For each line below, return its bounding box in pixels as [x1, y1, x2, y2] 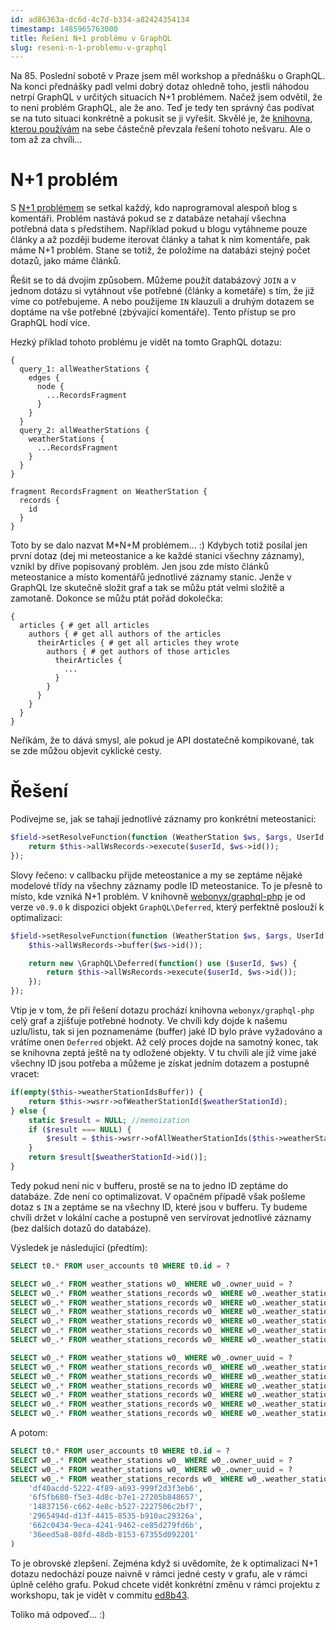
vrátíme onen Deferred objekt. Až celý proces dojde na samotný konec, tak [10, 1036, 319, 1048]
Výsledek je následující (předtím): [10, 1241, 148, 1253]
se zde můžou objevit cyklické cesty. [10, 745, 162, 757]
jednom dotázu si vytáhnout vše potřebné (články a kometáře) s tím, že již [10, 285, 315, 297]
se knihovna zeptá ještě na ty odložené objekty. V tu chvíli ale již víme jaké [10, 1047, 317, 1058]
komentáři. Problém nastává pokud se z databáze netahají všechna [10, 212, 287, 225]
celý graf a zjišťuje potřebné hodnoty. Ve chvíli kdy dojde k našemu [10, 1015, 288, 1026]
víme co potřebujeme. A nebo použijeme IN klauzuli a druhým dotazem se [10, 296, 315, 308]
